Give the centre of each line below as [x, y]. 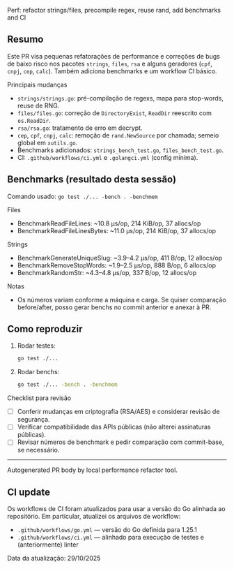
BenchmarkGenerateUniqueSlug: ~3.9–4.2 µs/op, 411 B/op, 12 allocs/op [120, 258]
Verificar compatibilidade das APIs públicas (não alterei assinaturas [114, 427]
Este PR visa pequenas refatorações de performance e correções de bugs [114, 56]
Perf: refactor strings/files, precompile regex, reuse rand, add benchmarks [114, 10]
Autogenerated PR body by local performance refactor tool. [92, 470]
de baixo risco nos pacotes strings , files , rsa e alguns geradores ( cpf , [110, 64]
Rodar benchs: [38, 372]
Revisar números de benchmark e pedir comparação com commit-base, [120, 442]
